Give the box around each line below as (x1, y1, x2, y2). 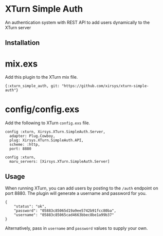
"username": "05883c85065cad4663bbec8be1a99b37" (14, 213, 114, 218)
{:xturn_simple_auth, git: (5, 84, 60, 88)
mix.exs (5, 58, 38, 69)
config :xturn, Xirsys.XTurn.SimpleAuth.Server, (5, 130, 106, 135)
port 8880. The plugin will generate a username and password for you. (5, 190, 147, 196)
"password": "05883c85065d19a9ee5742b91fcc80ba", (14, 208, 117, 213)
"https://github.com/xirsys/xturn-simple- (61, 84, 149, 88)
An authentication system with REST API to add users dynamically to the (5, 19, 150, 25)
